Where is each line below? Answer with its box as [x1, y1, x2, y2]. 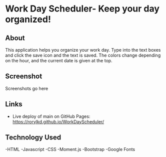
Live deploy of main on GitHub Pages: [12, 113, 90, 119]
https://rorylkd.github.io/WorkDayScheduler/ [12, 118, 104, 124]
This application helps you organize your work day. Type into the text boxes [5, 47, 161, 53]
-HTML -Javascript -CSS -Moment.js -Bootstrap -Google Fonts [5, 146, 135, 152]
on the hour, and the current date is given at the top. [5, 58, 112, 63]
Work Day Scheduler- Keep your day [5, 3, 160, 15]
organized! [5, 14, 51, 25]
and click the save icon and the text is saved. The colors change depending [5, 52, 161, 58]
